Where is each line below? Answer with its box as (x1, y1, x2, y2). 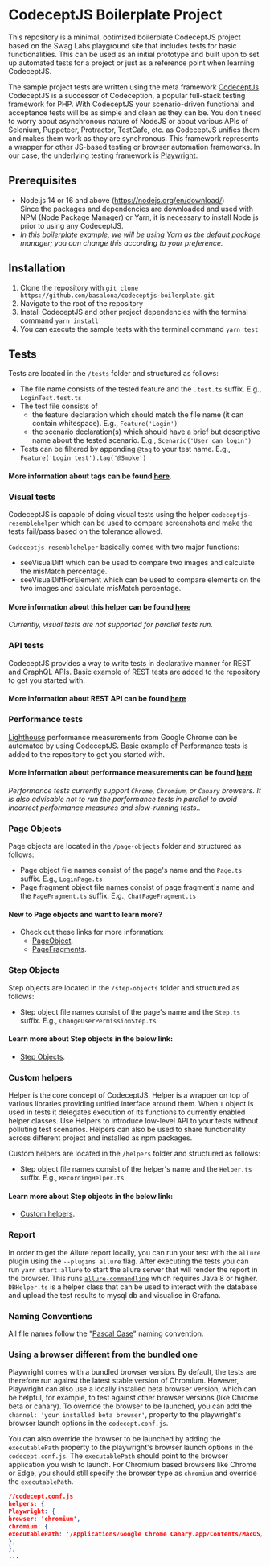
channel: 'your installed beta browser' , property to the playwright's (8, 1410, 242, 1420)
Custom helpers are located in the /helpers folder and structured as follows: (8, 1149, 261, 1159)
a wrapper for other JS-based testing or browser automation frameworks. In (8, 142, 260, 151)
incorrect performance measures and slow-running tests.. (8, 803, 201, 812)
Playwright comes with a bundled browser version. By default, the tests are (8, 1367, 257, 1377)
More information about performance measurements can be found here (8, 767, 253, 778)
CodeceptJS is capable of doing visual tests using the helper (8, 510, 211, 519)
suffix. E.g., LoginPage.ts (19, 874, 103, 883)
